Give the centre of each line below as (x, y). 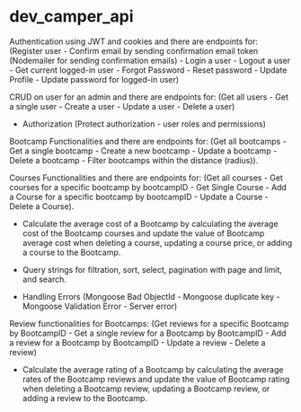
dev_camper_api (71, 17)
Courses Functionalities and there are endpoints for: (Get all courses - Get (146, 178)
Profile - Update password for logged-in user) (94, 79)
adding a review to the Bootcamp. (85, 398)
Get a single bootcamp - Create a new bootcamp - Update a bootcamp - (143, 151)
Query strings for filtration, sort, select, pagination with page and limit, (152, 269)
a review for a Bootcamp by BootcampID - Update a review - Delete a (137, 342)
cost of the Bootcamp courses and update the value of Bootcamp (143, 233)
